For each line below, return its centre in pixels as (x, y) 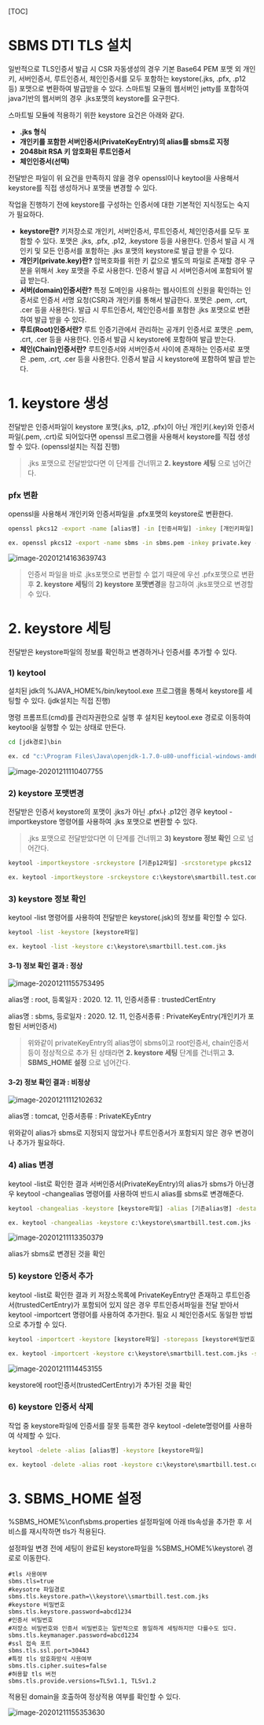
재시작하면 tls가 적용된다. (67, 1531)
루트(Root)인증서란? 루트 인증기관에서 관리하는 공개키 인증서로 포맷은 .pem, (136, 329)
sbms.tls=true (31, 1581)
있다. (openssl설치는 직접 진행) (72, 446)
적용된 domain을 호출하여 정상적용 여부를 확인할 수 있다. (94, 1697)
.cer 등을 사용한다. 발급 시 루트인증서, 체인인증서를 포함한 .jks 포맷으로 (128, 309)
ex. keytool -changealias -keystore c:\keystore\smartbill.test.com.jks (130, 1222)
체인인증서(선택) (44, 161)
